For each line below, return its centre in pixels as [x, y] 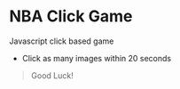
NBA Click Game [71, 16]
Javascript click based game [62, 41]
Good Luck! [52, 75]
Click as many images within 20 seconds [96, 58]
